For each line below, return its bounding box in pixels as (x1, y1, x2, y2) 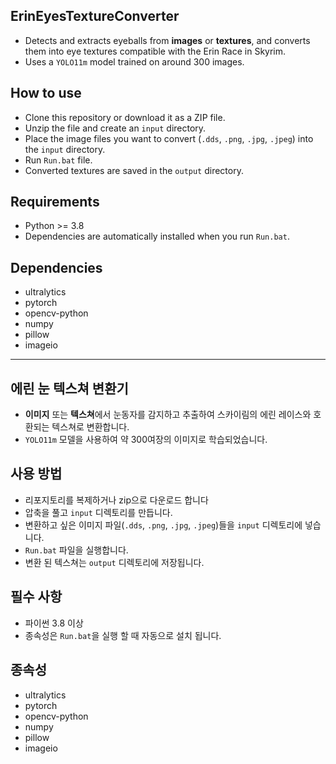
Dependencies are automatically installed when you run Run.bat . (24, 230, 290, 243)
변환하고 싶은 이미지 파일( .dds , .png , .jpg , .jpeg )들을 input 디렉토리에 (24, 519, 303, 531)
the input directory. (24, 143, 106, 155)
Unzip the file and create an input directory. (24, 122, 207, 134)
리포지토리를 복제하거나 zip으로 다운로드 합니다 (24, 494, 209, 506)
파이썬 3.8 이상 (24, 617, 84, 629)
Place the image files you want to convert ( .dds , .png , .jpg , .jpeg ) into (24, 132, 314, 144)
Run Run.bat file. (24, 154, 93, 166)
